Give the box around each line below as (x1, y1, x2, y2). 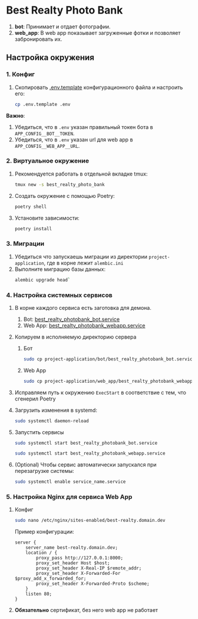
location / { (25, 550, 58, 556)
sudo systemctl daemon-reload (14, 418, 90, 424)
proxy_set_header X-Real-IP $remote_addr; (36, 565, 142, 571)
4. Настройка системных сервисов (6, 291, 113, 299)
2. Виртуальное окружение (6, 157, 90, 165)
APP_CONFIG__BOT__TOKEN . (14, 130, 75, 137)
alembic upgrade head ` (14, 277, 71, 283)
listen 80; (25, 591, 52, 597)
